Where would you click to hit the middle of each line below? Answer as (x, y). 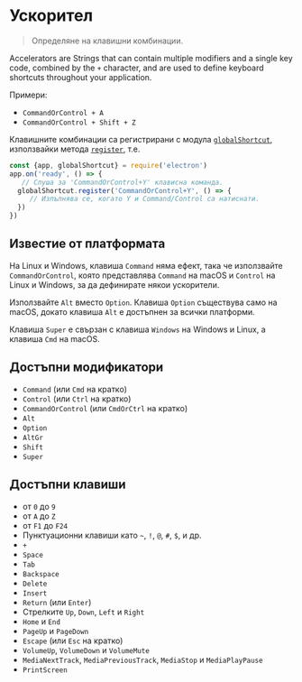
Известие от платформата (87, 244)
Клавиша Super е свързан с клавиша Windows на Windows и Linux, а (137, 329)
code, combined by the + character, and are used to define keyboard (137, 68)
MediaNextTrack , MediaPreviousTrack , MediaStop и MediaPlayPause (142, 659)
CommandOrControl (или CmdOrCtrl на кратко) (105, 408)
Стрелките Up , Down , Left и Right (83, 612)
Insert (35, 593)
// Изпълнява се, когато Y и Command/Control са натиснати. (144, 199)
